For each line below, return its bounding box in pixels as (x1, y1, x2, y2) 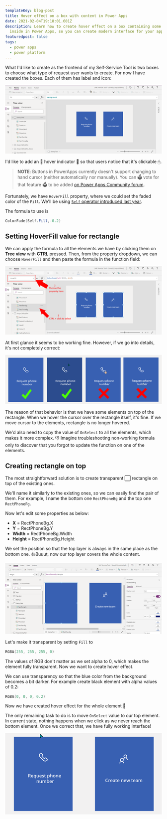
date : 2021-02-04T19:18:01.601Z (5, 18, 72, 23)
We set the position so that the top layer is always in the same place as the (5, 545, 158, 551)
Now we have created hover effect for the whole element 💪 (5, 703, 126, 709)
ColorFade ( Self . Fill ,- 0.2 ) (5, 218, 61, 224)
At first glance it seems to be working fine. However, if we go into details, (5, 339, 155, 345)
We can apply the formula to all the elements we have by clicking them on (5, 245, 157, 251)
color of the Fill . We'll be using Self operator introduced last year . (5, 198, 143, 204)
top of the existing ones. (5, 480, 55, 486)
